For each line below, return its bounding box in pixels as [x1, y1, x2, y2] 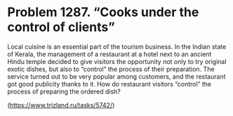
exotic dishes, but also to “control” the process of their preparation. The [7, 65, 215, 73]
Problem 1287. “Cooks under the [7, 4, 199, 20]
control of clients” [7, 19, 115, 35]
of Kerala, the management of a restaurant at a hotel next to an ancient [7, 50, 212, 58]
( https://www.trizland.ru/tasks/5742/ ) [7, 101, 115, 109]
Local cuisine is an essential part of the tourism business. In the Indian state [7, 42, 227, 51]
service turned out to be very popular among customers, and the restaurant [7, 72, 226, 81]
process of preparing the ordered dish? [7, 87, 121, 96]
